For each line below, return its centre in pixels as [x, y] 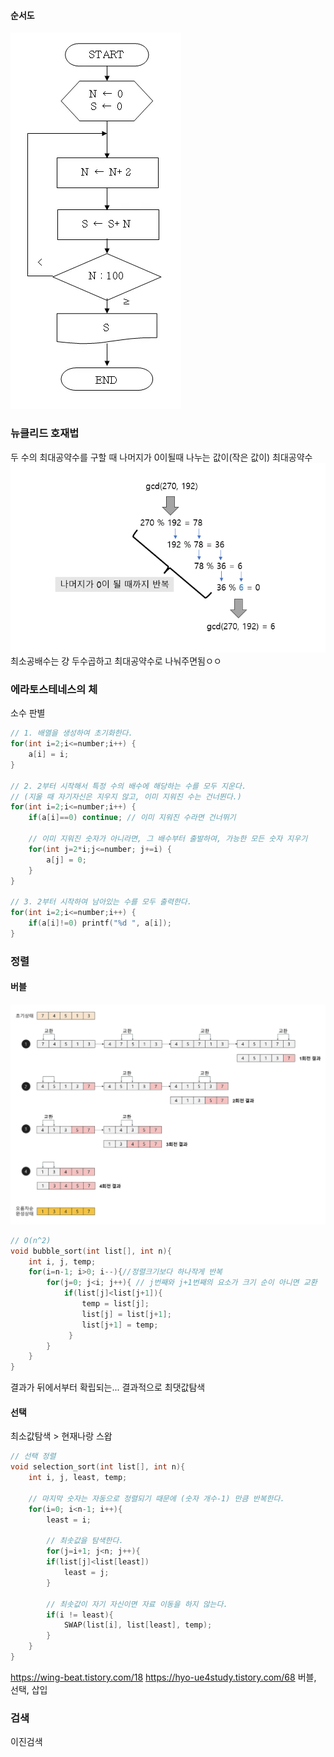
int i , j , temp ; [62, 1261]
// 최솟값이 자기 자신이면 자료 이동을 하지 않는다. [137, 1604]
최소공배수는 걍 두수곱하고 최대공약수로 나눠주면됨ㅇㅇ [116, 661]
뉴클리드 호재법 [45, 433]
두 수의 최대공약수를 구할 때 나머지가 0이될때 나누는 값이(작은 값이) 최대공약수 [161, 457]
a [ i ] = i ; [49, 755]
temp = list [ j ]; [115, 1304]
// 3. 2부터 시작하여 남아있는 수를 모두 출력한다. [101, 902]
